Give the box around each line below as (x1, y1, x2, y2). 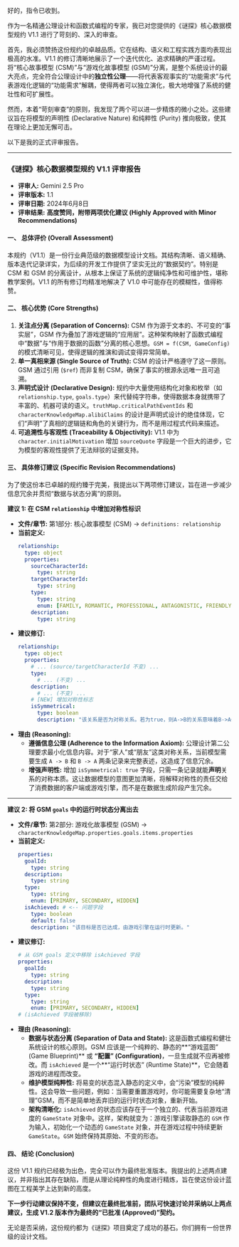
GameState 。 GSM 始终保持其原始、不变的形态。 (28, 1132, 162, 1140)
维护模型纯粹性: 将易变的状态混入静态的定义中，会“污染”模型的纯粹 (28, 1078, 225, 1087)
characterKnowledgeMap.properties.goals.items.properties (17, 829, 193, 836)
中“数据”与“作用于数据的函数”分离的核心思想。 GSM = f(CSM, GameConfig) (17, 339, 230, 347)
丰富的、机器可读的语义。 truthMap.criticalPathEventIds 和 (17, 401, 193, 409)
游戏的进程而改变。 (28, 1070, 85, 1078)
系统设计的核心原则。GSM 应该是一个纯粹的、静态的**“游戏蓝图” (28, 1043, 218, 1051)
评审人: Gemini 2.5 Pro (17, 181, 84, 190)
